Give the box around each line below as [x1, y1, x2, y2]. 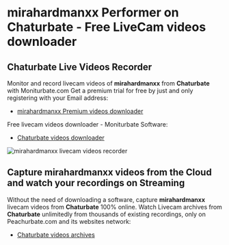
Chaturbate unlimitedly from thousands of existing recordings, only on [7, 210, 206, 218]
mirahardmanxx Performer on [7, 5, 179, 21]
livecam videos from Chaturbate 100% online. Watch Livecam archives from [7, 203, 222, 211]
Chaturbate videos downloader [16, 133, 105, 142]
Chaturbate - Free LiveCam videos [7, 19, 206, 35]
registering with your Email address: [7, 94, 109, 102]
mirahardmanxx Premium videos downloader [16, 107, 144, 115]
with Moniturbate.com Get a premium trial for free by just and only [7, 87, 193, 94]
